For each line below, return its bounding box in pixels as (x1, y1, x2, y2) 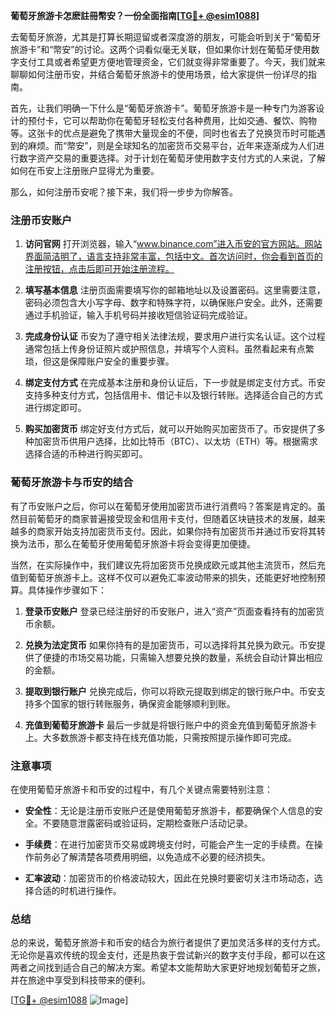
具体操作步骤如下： (27, 584, 107, 596)
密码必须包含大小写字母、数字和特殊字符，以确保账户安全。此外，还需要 (24, 297, 323, 309)
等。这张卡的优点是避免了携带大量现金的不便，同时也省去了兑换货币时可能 (10, 127, 317, 139)
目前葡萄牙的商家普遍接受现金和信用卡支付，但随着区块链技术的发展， (18, 512, 308, 524)
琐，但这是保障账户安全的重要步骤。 (24, 355, 175, 368)
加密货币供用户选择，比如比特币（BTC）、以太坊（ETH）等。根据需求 (33, 435, 318, 448)
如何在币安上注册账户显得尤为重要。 (10, 165, 160, 176)
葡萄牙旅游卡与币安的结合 (10, 475, 134, 489)
